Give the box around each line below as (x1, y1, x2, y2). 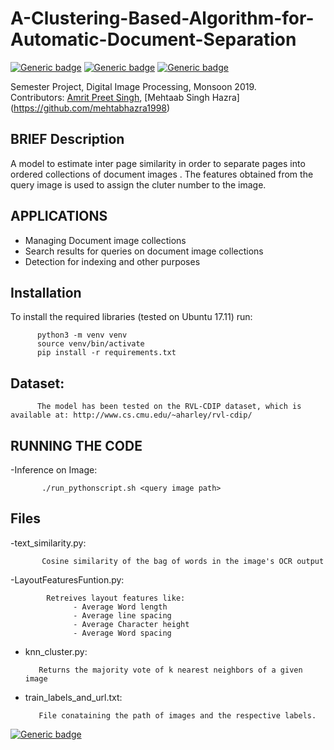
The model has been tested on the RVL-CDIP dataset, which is (36, 402, 302, 412)
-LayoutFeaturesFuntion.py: (10, 573, 125, 586)
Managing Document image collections (24, 234, 187, 246)
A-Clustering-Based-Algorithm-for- (10, 7, 315, 30)
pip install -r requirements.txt (36, 348, 177, 358)
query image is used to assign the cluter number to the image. (10, 178, 267, 191)
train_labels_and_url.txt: (24, 691, 123, 703)
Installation (10, 284, 82, 301)
